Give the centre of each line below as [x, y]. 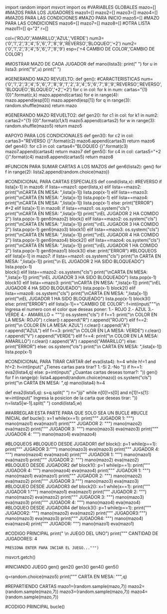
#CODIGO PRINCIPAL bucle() [35, 606]
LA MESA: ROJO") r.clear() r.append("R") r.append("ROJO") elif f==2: [77, 320]
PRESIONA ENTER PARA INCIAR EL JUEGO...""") [52, 548]
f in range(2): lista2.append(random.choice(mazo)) [57, 172]
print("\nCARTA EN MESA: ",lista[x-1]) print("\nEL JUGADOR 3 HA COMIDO [82, 224]
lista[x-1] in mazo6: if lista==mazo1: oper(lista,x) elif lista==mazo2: [73, 187]
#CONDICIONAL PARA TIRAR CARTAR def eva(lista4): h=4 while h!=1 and [81, 362]
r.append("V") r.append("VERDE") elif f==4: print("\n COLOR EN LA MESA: [82, 336]
